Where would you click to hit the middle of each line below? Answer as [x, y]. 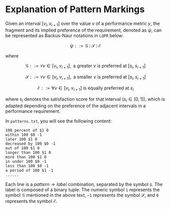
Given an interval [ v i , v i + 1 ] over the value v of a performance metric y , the [83, 24]
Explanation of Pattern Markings [75, 9]
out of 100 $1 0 [22, 148]
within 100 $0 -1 [24, 135]
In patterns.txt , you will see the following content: [59, 121]
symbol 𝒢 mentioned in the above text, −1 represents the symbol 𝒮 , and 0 [82, 195]
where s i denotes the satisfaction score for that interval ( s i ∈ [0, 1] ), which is [85, 100]
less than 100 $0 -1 [27, 166]
